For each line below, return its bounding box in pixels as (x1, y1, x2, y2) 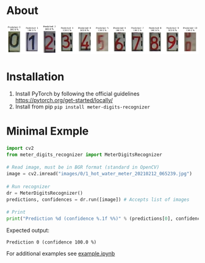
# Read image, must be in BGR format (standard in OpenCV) (6, 164, 160, 170)
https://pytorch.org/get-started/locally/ (15, 96, 113, 103)
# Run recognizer (6, 183, 51, 189)
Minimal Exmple (6, 124, 89, 138)
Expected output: (6, 226, 50, 234)
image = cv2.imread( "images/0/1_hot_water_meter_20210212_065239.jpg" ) (6, 171, 192, 177)
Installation (6, 69, 65, 83)
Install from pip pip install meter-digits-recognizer (15, 103, 151, 110)
